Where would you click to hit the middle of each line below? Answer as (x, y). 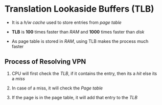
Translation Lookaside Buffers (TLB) (80, 9)
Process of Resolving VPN (45, 62)
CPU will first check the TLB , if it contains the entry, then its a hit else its (84, 73)
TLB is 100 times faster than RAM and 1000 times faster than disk (78, 32)
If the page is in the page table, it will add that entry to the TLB (74, 97)
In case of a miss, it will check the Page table (57, 88)
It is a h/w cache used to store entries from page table (67, 22)
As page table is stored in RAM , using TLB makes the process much (80, 41)
